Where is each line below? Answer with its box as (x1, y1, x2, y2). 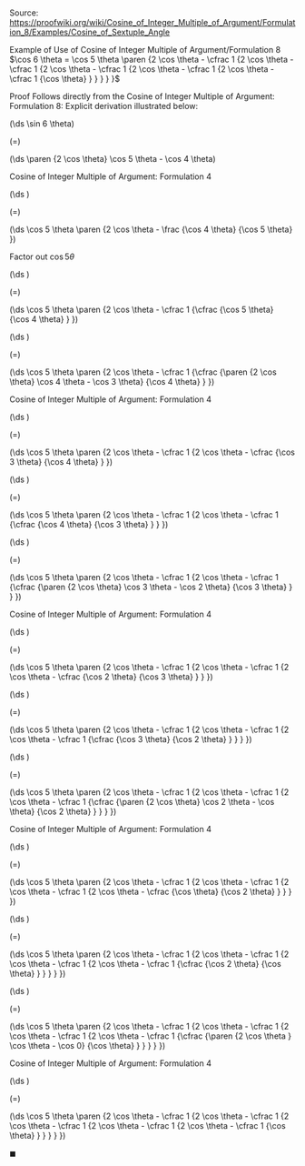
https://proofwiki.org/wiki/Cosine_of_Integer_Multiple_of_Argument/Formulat (9, 17, 296, 28)
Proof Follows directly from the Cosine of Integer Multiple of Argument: (9, 91, 275, 102)
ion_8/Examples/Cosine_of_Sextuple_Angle (9, 26, 171, 38)
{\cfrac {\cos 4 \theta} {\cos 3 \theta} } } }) (9, 519, 169, 530)
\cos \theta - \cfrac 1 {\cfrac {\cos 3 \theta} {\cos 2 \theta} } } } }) (9, 734, 252, 745)
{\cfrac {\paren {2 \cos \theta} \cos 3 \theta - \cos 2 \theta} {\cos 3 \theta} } (9, 581, 293, 593)
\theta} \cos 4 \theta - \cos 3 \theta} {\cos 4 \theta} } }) (9, 377, 215, 387)
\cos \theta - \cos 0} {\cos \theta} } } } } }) (9, 1040, 166, 1051)
